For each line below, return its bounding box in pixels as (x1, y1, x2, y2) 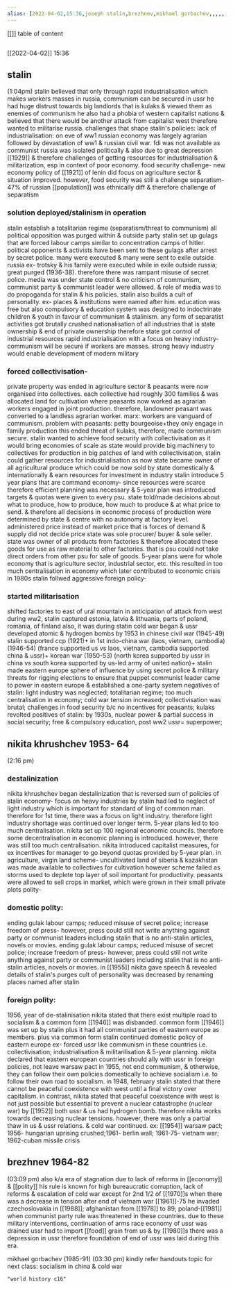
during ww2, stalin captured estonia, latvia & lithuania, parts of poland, (7, 615, 209, 623)
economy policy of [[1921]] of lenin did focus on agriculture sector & (7, 168, 202, 177)
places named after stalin (7, 977, 80, 986)
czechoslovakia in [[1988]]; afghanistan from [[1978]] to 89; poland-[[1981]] (7, 1204, 223, 1213)
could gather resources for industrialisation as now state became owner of (7, 456, 221, 465)
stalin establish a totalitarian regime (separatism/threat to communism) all (7, 224, 217, 232)
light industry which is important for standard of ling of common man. (7, 804, 206, 813)
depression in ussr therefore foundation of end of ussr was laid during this (7, 1233, 220, 1242)
